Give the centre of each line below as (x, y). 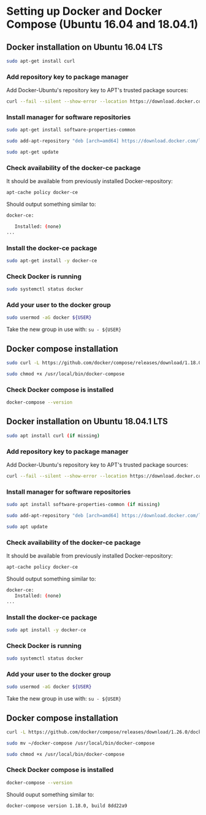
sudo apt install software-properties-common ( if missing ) (83, 505)
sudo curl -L (23, 363)
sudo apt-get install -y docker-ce (52, 261)
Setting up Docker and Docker (84, 11)
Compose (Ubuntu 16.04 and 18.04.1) (102, 24)
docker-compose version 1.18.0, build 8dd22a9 (67, 806)
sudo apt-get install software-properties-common (71, 130)
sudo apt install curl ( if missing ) (53, 435)
